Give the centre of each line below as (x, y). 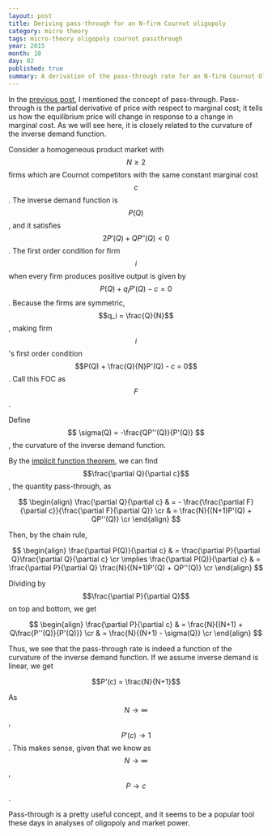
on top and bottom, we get (53, 609)
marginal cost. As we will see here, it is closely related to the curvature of (130, 125)
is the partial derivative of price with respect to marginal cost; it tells (149, 108)
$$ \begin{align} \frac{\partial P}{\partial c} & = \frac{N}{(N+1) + (136, 625)
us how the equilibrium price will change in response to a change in (121, 116)
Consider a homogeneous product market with (86, 149)
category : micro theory (49, 31)
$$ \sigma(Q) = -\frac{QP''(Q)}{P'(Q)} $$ (136, 433)
